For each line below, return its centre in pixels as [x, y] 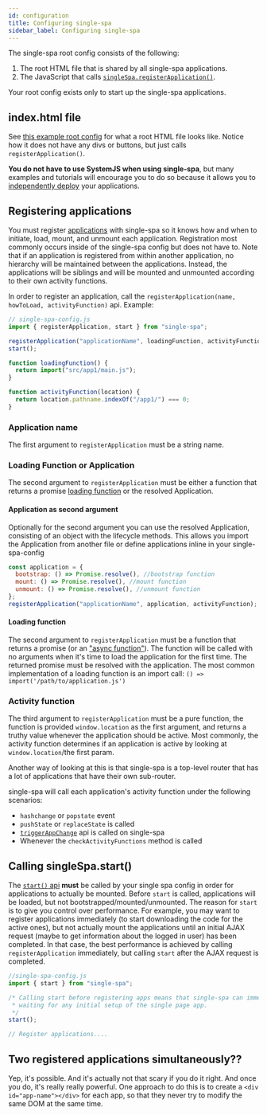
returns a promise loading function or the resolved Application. [111, 491]
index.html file [45, 117]
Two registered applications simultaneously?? [125, 1059]
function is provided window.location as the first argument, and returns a [128, 727]
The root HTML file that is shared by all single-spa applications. [124, 68]
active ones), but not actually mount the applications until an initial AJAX [126, 928]
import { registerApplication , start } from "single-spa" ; [108, 327]
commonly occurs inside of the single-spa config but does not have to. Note [133, 247]
